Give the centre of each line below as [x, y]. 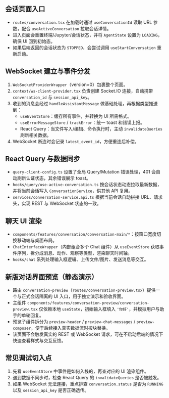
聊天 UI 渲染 [23, 221]
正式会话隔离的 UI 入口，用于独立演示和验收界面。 [74, 296]
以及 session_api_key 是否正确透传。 [51, 390]
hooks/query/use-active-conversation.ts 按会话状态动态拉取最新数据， [87, 185]
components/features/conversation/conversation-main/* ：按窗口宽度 [85, 234]
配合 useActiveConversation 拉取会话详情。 [67, 28]
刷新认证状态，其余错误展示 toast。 [54, 178]
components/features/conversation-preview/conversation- [88, 303]
